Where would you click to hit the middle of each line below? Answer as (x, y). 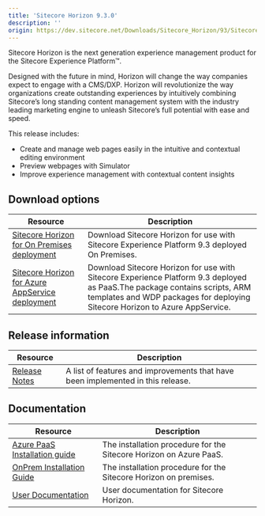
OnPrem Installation (49, 467)
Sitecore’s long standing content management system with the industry (123, 102)
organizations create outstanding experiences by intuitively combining (122, 93)
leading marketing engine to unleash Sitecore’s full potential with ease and (129, 110)
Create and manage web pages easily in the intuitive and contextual (130, 149)
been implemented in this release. (128, 381)
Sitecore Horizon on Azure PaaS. (162, 454)
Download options (54, 199)
